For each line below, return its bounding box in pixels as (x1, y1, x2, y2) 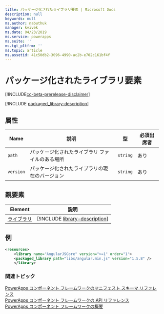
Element (10, 206, 30, 213)
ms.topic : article (5, 48, 42, 53)
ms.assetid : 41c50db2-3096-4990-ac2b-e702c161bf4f (5, 52, 110, 58)
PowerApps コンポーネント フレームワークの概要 (5, 303, 103, 309)
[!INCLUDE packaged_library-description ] (5, 101, 89, 107)
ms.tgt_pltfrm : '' (5, 43, 42, 48)
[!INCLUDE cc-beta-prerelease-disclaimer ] (5, 91, 90, 98)
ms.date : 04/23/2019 (5, 30, 47, 35)
